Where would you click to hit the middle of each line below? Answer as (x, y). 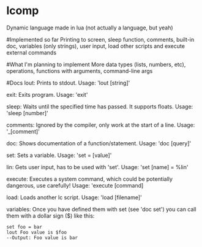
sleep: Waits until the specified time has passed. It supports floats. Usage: (100, 106)
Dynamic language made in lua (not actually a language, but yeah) (90, 28)
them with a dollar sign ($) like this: (50, 216)
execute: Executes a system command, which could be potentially (90, 179)
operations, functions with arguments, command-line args (80, 70)
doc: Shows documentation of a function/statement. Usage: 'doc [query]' (99, 143)
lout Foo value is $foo (37, 232)
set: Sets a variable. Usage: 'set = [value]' (59, 155)
